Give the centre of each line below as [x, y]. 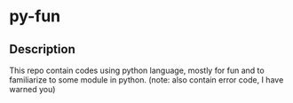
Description [42, 49]
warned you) [32, 89]
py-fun [35, 16]
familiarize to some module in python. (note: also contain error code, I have [146, 80]
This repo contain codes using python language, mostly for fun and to [137, 70]
